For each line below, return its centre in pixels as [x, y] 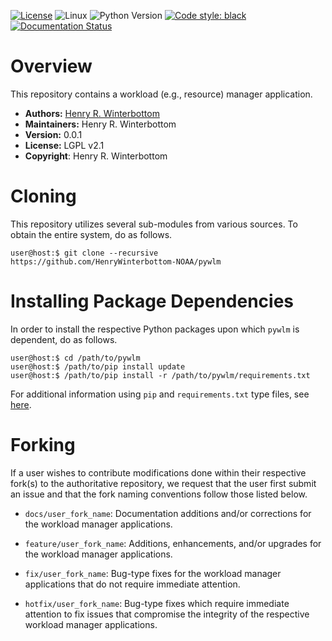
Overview [51, 66]
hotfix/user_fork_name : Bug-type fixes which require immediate [157, 603]
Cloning [43, 196]
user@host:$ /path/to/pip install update [98, 366]
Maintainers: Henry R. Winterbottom [100, 124]
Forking [43, 445]
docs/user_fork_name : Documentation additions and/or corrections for [168, 513]
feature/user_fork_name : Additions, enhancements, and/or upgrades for [173, 543]
